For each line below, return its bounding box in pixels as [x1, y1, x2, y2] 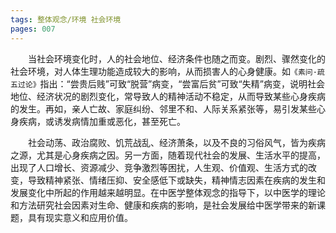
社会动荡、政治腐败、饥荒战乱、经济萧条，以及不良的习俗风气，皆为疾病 [28, 136, 326, 148]
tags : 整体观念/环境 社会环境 [10, 14, 122, 25]
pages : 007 [10, 24, 56, 34]
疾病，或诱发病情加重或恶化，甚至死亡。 [18, 115, 186, 127]
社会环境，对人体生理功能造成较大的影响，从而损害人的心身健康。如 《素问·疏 [10, 65, 325, 77]
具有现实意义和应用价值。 [27, 211, 133, 223]
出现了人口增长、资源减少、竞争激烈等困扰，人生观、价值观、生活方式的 [10, 161, 308, 173]
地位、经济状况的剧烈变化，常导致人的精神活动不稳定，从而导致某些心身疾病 [10, 90, 326, 102]
